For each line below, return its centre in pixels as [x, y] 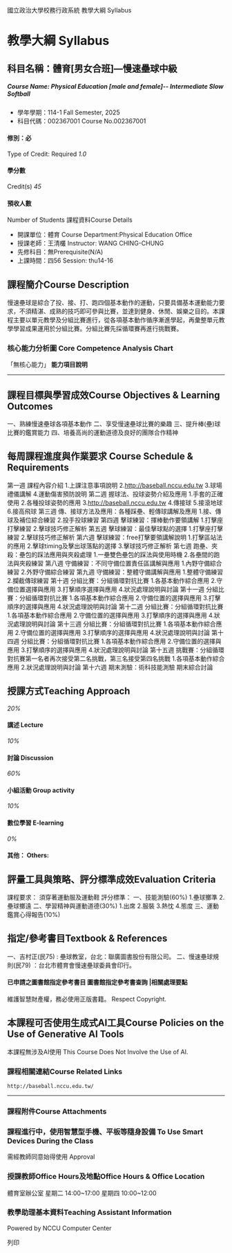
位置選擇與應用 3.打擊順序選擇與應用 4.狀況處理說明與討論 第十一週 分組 [116, 589]
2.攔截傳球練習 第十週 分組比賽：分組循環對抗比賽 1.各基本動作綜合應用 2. [112, 580]
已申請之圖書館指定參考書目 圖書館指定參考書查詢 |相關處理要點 [97, 982]
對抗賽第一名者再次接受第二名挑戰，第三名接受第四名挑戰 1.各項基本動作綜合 [116, 658]
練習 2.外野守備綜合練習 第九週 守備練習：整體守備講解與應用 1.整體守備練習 [115, 572]
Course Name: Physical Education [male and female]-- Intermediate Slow [115, 87]
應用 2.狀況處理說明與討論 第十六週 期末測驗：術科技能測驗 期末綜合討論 [110, 667]
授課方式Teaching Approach [69, 691]
